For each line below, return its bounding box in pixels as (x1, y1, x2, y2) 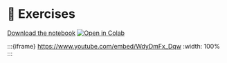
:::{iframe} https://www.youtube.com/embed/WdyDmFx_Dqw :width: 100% (7, 42, 220, 50)
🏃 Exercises (7, 6, 76, 22)
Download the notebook (7, 29, 76, 37)
